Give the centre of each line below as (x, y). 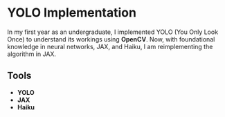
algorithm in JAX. (32, 54)
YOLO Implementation (72, 13)
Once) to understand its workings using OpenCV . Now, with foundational (111, 39)
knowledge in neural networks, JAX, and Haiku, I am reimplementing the (110, 46)
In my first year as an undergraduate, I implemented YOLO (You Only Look (113, 32)
